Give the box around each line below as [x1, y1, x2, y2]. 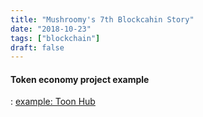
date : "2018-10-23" [10, 24, 92, 34]
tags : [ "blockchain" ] [10, 33, 101, 43]
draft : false [10, 42, 65, 53]
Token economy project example [10, 73, 150, 85]
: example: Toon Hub [10, 96, 96, 108]
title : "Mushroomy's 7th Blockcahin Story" [10, 14, 195, 25]
